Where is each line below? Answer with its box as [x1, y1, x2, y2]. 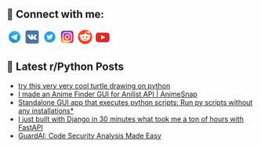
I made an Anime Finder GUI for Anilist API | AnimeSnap [17, 89, 198, 99]
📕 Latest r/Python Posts [6, 60, 125, 74]
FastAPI [17, 122, 43, 132]
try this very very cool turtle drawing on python [17, 81, 171, 90]
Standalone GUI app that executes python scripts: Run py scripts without [17, 97, 253, 106]
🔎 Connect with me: [6, 8, 104, 21]
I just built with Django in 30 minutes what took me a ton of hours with [17, 114, 244, 124]
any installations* [17, 106, 74, 115]
